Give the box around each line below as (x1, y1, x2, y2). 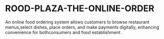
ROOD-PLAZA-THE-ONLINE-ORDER (5, 3, 155, 14)
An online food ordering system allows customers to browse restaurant (5, 19, 150, 25)
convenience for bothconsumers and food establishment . (5, 29, 123, 35)
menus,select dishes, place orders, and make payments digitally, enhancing (5, 24, 160, 30)
